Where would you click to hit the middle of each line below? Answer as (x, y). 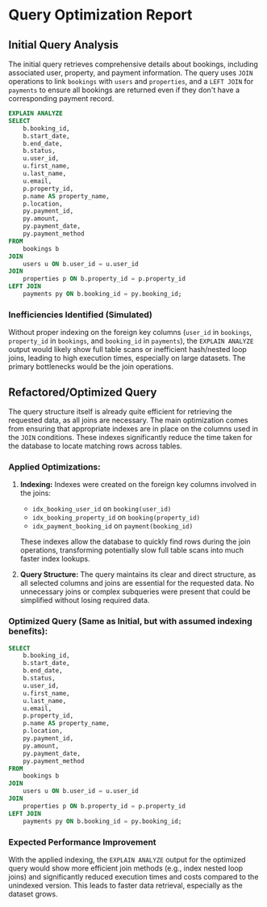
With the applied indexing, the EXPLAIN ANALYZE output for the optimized (127, 859)
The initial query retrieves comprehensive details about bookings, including (133, 64)
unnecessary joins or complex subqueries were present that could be (135, 591)
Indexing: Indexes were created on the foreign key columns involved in (138, 485)
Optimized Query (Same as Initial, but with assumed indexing (130, 621)
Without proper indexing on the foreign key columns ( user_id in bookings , (130, 333)
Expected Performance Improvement (82, 841)
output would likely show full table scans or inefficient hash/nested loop (128, 350)
